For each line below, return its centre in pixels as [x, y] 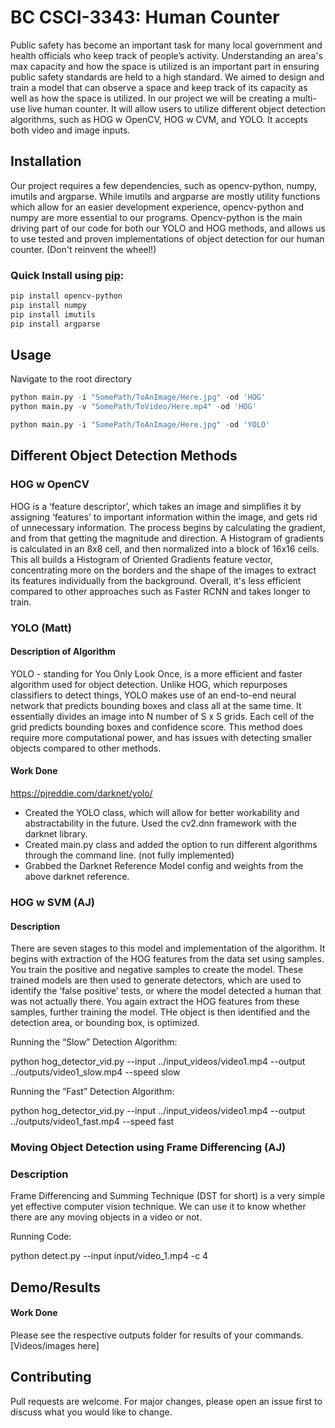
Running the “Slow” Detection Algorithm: [94, 1042]
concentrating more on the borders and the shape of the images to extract [163, 570]
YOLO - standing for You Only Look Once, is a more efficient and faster [156, 673]
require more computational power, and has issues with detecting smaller [161, 737]
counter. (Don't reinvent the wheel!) [83, 249]
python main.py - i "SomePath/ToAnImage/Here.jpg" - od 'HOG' [138, 397]
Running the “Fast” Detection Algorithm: [92, 1092]
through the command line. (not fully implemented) [129, 855]
